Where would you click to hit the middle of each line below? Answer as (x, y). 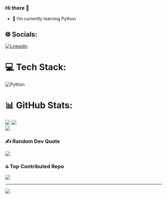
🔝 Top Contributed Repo (35, 167)
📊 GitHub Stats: (39, 105)
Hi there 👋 (17, 8)
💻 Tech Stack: (36, 67)
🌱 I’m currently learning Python (44, 19)
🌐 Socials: (21, 34)
